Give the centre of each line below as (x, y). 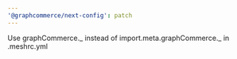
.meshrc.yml (28, 46)
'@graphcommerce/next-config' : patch (70, 15)
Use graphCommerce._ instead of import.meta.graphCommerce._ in (118, 38)
